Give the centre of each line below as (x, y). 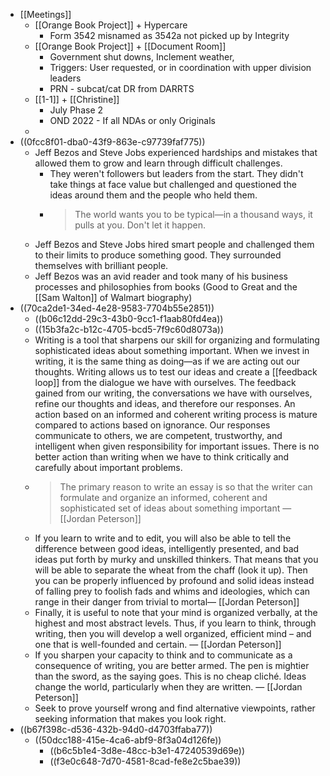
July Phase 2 (76, 110)
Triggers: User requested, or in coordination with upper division (180, 67)
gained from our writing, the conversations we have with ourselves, (173, 393)
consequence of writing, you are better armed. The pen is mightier (172, 665)
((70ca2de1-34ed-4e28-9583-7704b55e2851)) (117, 308)
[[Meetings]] (45, 14)
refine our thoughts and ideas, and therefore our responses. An (165, 403)
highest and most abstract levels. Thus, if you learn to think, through (175, 623)
